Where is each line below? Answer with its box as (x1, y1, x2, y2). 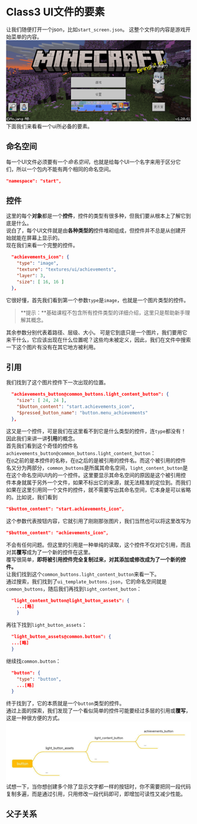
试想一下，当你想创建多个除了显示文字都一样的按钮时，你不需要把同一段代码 (6, 783, 191, 790)
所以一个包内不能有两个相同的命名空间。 (16, 166, 114, 173)
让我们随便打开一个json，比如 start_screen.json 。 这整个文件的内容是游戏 (6, 26, 186, 33)
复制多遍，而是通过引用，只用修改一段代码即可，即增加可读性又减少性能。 (6, 790, 186, 797)
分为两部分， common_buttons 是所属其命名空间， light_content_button (16, 464, 183, 471)
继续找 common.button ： (6, 657, 62, 664)
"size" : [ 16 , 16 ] (16, 279, 64, 285)
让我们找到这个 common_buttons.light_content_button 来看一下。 (6, 570, 160, 578)
